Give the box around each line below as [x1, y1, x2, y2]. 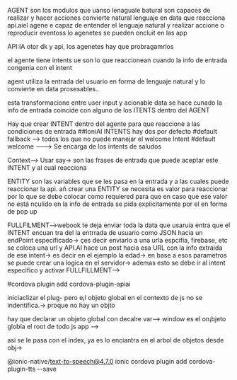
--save [37, 364, 57, 373]
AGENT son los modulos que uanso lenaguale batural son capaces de [7, 6, 211, 14]
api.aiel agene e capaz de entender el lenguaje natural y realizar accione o [7, 21, 224, 29]
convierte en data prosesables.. [7, 85, 100, 93]
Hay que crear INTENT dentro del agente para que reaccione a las [7, 120, 200, 128]
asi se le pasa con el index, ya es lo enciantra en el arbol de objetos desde [7, 336, 224, 344]
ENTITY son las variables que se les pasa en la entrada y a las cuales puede [7, 177, 229, 185]
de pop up [7, 207, 37, 215]
